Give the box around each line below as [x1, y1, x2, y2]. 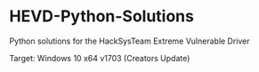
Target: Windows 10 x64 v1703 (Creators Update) [9, 52, 190, 63]
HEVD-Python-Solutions [9, 6, 194, 27]
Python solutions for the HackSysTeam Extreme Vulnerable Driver [9, 36, 251, 46]
